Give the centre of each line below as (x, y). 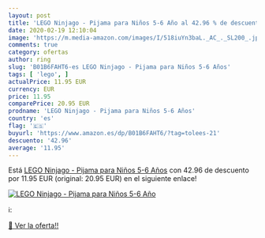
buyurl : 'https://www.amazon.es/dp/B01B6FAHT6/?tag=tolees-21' (114, 133)
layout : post (30, 15)
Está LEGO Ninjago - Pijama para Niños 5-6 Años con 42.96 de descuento (129, 170)
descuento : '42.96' (40, 140)
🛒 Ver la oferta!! (34, 225)
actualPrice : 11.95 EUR (47, 81)
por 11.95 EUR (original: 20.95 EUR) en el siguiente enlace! (103, 179)
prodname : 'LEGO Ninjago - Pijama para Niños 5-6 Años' (102, 111)
